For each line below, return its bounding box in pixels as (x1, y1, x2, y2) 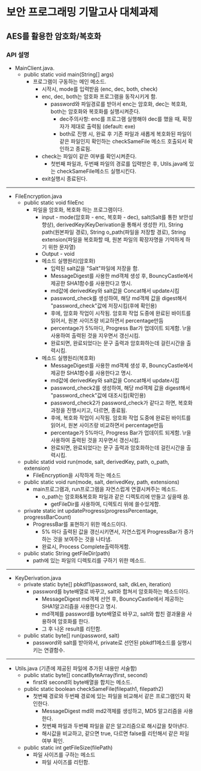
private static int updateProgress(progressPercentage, (23, 507, 159, 514)
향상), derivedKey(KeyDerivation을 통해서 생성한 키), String (41, 221, 184, 228)
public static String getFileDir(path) (23, 549, 111, 556)
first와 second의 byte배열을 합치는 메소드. (32, 678, 133, 686)
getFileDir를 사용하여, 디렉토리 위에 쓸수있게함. (50, 500, 161, 507)
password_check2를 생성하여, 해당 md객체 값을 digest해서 (50, 384, 190, 391)
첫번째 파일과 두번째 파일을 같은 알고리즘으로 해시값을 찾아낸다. (41, 722, 189, 729)
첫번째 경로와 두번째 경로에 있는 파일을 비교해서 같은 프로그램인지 (32, 692, 185, 699)
